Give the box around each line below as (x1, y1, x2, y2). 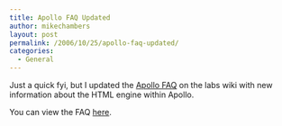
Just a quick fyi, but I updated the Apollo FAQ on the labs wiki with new (9, 80, 273, 90)
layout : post (9, 30, 59, 39)
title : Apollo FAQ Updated (9, 13, 111, 22)
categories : (9, 47, 54, 56)
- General (17, 55, 54, 64)
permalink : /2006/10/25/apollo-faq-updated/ (9, 38, 179, 48)
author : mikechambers (9, 22, 91, 31)
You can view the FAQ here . (9, 107, 113, 117)
